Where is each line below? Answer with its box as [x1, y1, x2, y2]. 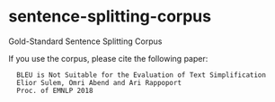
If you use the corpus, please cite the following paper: [8, 53, 208, 64]
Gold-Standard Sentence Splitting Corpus [8, 36, 163, 47]
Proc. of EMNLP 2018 [16, 86, 93, 95]
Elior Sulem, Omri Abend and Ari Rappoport [16, 78, 182, 87]
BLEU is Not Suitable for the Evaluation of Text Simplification [16, 70, 267, 80]
